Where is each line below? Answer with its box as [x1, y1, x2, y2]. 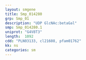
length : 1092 [5, 34, 34, 39]
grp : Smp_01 [5, 16, 29, 21]
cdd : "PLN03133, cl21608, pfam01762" [5, 39, 82, 44]
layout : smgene [5, 7, 36, 12]
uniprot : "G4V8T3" [5, 30, 42, 34]
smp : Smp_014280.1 [5, 25, 42, 30]
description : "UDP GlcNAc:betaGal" [5, 20, 77, 26]
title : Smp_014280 [5, 12, 42, 16]
